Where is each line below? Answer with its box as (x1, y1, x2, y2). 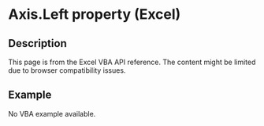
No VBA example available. (8, 109, 96, 118)
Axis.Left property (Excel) (8, 5, 181, 23)
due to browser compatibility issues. (8, 66, 126, 75)
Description (8, 37, 67, 50)
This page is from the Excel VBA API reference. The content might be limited (8, 57, 256, 67)
